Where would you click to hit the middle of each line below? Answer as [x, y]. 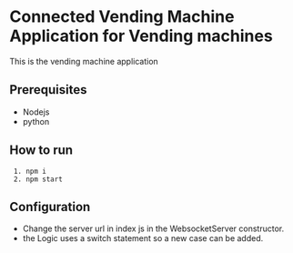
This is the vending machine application [84, 61]
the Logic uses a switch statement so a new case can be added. [143, 238]
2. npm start [38, 179]
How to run [41, 151]
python [36, 121]
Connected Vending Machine [122, 17]
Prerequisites [48, 90]
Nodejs [36, 112]
